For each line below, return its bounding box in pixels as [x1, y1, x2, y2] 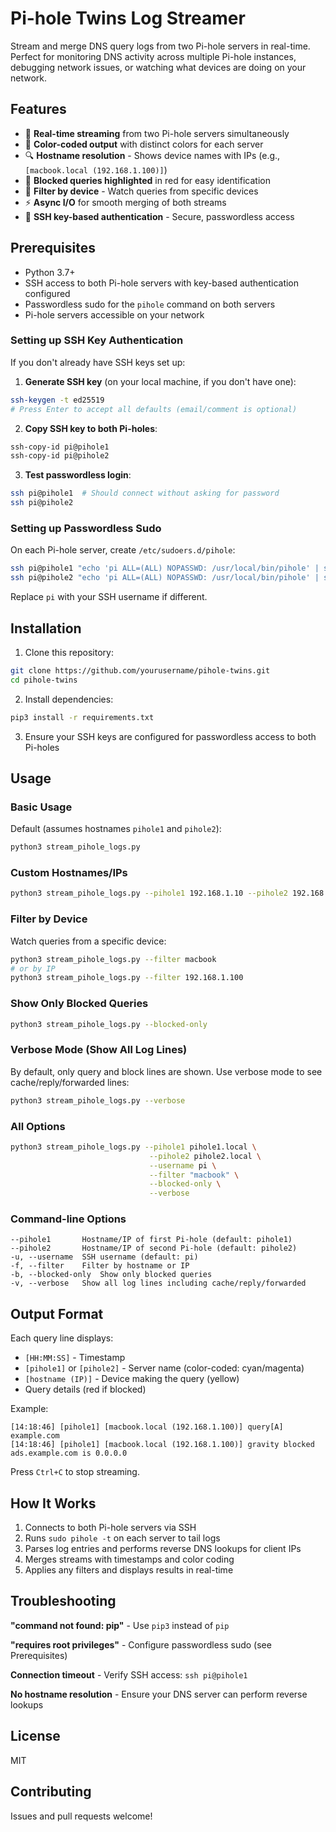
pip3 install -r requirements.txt [10, 712, 155, 722]
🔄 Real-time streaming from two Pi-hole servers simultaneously [24, 127, 290, 139]
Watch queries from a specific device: [10, 935, 167, 947]
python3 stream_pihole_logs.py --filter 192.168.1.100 [10, 973, 244, 983]
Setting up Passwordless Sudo [10, 522, 162, 536]
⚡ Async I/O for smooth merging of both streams [24, 196, 227, 208]
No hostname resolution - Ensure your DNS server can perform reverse [10, 1688, 308, 1700]
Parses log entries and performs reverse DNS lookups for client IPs [24, 1543, 302, 1555]
